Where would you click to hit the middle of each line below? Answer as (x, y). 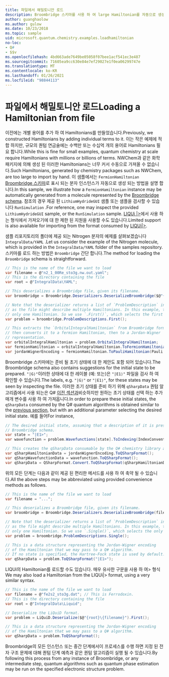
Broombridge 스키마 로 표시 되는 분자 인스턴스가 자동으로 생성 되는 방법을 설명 (82, 183)
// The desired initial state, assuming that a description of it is (80, 425)
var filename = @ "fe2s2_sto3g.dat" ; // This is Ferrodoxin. (70, 594)
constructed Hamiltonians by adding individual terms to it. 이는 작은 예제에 (81, 139)
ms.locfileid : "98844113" (32, 80)
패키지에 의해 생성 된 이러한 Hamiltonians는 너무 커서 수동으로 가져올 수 (75, 164)
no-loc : (13, 43)
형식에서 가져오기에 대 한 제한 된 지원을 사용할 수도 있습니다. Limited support (86, 220)
